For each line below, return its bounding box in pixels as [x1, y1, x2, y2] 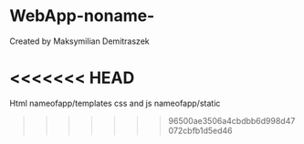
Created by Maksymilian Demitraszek [9, 36, 150, 46]
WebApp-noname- [9, 5, 155, 26]
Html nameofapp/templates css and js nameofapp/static [9, 98, 221, 108]
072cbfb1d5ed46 [168, 125, 233, 136]
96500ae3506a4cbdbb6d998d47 [168, 115, 296, 126]
